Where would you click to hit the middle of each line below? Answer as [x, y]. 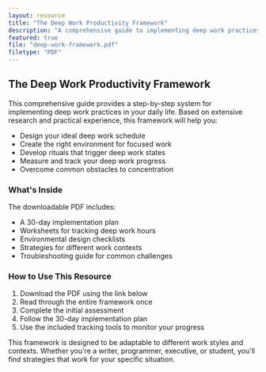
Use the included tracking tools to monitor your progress [112, 327]
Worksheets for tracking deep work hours [87, 231]
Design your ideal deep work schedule [82, 135]
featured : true [33, 38]
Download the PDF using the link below [84, 294]
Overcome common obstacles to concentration [97, 169]
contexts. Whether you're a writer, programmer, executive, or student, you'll [132, 351]
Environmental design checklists [72, 239]
